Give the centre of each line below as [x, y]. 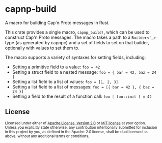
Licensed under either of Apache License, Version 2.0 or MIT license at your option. [76, 123]
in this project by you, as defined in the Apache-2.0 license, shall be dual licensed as [77, 132]
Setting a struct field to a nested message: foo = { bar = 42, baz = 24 [84, 72]
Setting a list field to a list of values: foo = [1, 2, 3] [65, 82]
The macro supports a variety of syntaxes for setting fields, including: [76, 57]
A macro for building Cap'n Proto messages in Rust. [57, 23]
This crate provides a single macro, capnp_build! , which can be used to [77, 32]
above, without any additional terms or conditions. [47, 136]
